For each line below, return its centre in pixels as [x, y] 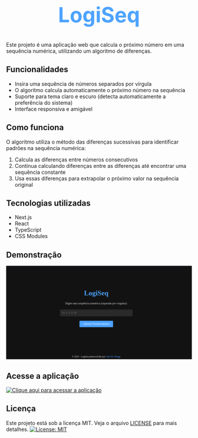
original [24, 184]
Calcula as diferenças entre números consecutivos [76, 160]
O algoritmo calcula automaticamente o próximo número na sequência [100, 90]
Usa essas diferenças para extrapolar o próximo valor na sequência [97, 178]
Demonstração [34, 254]
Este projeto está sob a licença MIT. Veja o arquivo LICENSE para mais [92, 423]
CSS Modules [31, 236]
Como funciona [35, 127]
